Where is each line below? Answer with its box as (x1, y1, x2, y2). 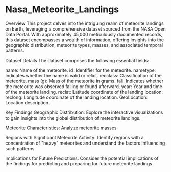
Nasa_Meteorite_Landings (5, 4, 119, 15)
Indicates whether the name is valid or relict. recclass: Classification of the (5, 72, 162, 78)
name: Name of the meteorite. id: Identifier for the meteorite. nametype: (5, 67, 156, 73)
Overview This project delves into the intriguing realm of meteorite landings (5, 20, 164, 26)
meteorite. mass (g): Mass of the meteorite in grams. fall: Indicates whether (5, 78, 164, 84)
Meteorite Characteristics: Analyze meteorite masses (5, 125, 117, 131)
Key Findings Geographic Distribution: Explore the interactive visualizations (5, 109, 163, 116)
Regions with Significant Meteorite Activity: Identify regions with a (5, 134, 144, 140)
